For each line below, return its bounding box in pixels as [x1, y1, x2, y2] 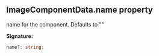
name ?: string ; [6, 44, 45, 50]
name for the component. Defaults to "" [6, 20, 104, 28]
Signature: [6, 33, 33, 40]
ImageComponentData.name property [6, 5, 154, 15]
